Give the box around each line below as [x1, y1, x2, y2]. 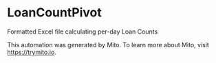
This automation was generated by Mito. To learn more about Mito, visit [7, 40, 210, 49]
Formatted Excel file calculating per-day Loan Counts [7, 27, 158, 36]
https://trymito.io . [7, 48, 56, 56]
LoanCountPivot [7, 5, 102, 21]
